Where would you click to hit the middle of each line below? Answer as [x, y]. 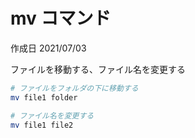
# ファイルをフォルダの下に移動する [74, 88]
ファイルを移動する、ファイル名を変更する [98, 69]
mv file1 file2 [42, 125]
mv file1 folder [44, 97]
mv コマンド [61, 18]
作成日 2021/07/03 [48, 48]
